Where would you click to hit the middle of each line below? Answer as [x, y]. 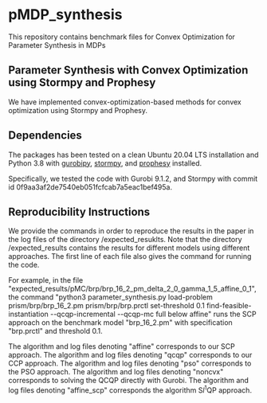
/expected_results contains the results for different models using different [129, 248]
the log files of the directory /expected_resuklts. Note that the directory [125, 240]
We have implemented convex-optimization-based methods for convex [125, 102]
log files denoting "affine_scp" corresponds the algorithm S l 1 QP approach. [130, 389]
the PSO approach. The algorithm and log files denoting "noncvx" [116, 372]
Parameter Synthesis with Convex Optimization [128, 70]
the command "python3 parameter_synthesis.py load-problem [110, 297]
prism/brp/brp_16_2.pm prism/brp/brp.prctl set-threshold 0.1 [106, 306]
